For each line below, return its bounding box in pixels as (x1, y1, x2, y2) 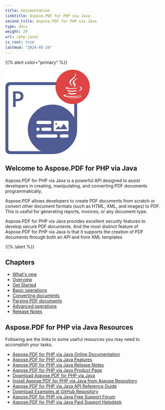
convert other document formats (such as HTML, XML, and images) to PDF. (5, 203, 161, 209)
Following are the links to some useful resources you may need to (5, 336, 140, 342)
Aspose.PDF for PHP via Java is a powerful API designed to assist (5, 177, 141, 183)
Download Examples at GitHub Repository (12, 388, 99, 394)
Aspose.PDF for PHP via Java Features (12, 356, 92, 362)
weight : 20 (5, 29, 28, 34)
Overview (12, 276, 32, 282)
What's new (12, 271, 37, 277)
